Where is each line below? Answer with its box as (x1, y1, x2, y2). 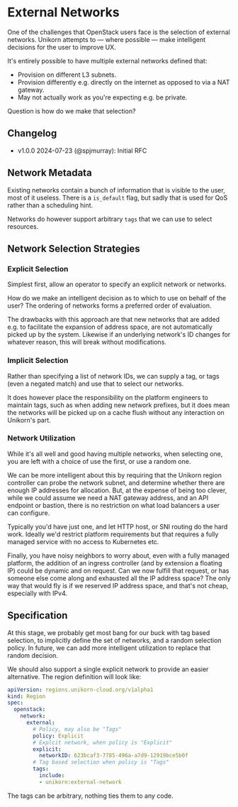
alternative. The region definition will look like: (7, 672, 142, 681)
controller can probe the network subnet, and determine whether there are (7, 478, 225, 487)
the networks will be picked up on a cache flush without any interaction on (7, 408, 225, 416)
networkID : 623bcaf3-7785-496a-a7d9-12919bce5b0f (38, 752, 189, 759)
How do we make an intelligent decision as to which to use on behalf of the (7, 294, 227, 303)
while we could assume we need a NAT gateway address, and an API (7, 493, 209, 502)
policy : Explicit (33, 732, 84, 740)
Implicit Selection (7, 356, 69, 366)
